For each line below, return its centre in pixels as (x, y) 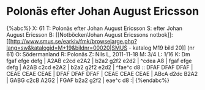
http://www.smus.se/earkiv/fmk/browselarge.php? (74, 41)
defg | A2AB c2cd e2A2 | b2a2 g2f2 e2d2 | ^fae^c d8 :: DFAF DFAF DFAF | (100, 67)
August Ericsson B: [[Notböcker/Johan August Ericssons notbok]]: (90, 34)
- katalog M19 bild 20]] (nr (161, 48)
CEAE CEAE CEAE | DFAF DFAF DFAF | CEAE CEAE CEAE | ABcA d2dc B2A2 (102, 73)
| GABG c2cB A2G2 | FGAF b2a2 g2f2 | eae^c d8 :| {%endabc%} (88, 80)
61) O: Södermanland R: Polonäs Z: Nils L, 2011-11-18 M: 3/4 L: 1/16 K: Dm (99, 54)
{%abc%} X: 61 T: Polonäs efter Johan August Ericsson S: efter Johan (94, 28)
